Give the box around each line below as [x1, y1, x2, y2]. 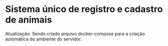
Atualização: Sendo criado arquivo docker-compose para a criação [5, 30, 145, 36]
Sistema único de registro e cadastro [5, 3, 163, 15]
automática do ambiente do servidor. [5, 36, 82, 42]
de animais [5, 14, 52, 25]
